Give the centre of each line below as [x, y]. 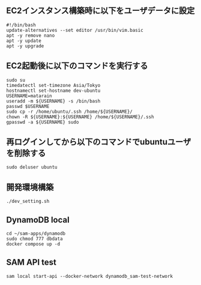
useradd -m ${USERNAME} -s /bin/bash [53, 101]
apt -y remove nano [31, 35]
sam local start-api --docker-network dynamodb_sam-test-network [89, 276]
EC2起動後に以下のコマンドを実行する [77, 66]
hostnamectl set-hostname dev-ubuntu [53, 91]
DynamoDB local [38, 220]
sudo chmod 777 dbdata [34, 239]
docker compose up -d [33, 244]
